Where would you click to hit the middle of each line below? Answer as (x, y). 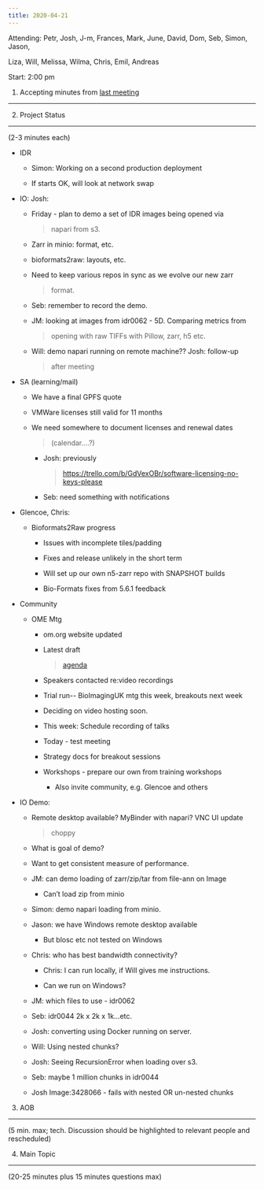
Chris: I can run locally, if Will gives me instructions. (126, 970)
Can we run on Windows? (84, 985)
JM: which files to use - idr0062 (83, 1001)
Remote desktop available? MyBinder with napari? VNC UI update (137, 817)
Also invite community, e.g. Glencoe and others (131, 787)
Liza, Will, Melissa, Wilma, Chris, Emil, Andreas (84, 61)
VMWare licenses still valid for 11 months (97, 412)
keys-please (82, 481)
